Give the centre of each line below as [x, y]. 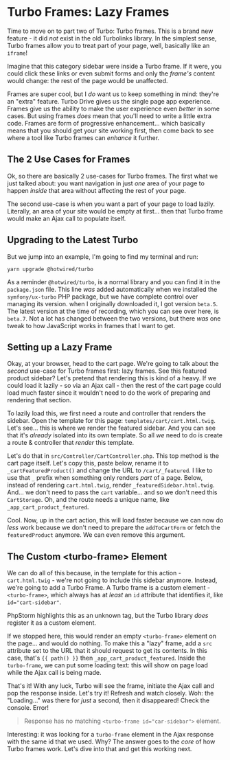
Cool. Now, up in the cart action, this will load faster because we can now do [115, 520]
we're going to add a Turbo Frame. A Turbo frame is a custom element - [109, 588]
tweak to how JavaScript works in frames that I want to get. [91, 325]
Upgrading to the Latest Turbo [73, 240]
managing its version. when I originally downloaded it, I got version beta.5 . [113, 303]
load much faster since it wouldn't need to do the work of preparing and [109, 393]
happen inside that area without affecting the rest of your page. [97, 190]
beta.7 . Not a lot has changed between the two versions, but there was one [114, 318]
